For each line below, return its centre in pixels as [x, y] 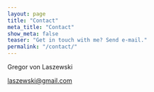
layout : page [27, 14]
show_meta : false [33, 34]
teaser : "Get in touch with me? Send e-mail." [77, 40]
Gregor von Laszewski [40, 67]
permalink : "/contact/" [43, 47]
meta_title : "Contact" [41, 27]
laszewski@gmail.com [40, 81]
